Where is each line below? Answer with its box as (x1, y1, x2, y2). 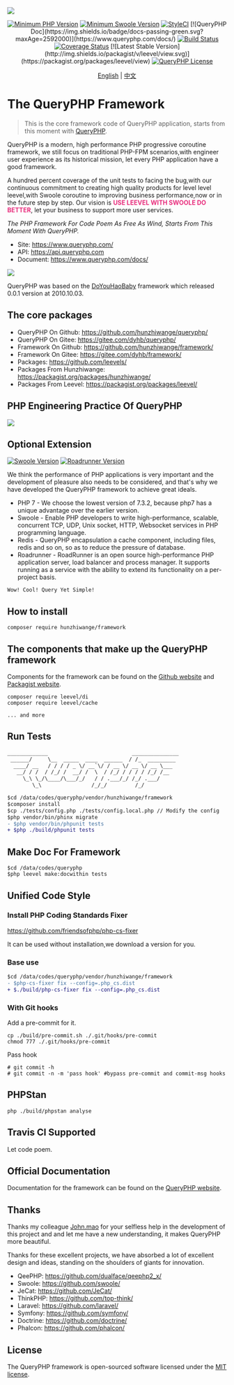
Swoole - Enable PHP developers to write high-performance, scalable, (17, 513, 219, 522)
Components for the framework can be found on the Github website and (7, 673, 214, 680)
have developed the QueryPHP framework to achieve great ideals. (7, 485, 197, 494)
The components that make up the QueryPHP (7, 643, 208, 655)
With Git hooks (7, 1002, 58, 1012)
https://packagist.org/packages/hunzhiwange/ (17, 372, 151, 381)
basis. (39, 573, 57, 582)
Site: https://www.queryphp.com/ (17, 240, 114, 249)
